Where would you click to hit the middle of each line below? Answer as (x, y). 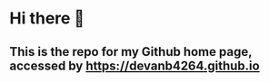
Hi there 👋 (47, 18)
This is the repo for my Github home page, (131, 52)
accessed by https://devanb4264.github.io (135, 65)
